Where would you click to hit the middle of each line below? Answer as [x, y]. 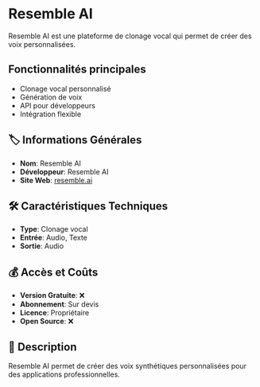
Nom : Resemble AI [50, 163]
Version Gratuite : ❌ [52, 295]
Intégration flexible [50, 114]
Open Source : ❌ [47, 321]
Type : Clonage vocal [54, 229]
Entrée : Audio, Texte [53, 238]
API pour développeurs [57, 105]
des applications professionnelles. [64, 374]
